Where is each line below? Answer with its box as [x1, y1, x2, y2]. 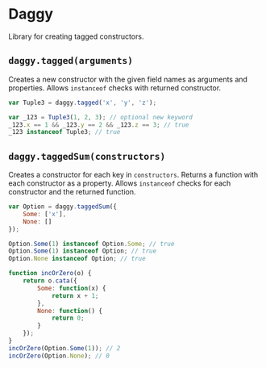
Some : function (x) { [37, 284, 106, 292]
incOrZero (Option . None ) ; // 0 [8, 352, 110, 360]
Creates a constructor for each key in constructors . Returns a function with [8, 170, 259, 180]
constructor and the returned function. [8, 187, 136, 197]
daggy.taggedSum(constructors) [8, 150, 166, 162]
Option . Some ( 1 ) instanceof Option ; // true [8, 247, 157, 255]
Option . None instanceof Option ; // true [8, 255, 147, 263]
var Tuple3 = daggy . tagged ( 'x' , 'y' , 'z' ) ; [8, 98, 157, 107]
